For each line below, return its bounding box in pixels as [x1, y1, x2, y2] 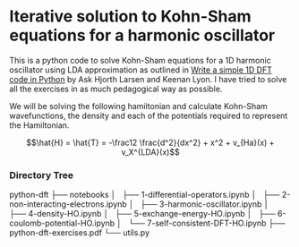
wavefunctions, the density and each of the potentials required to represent [9, 110, 288, 121]
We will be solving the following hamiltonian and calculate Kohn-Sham [9, 100, 269, 111]
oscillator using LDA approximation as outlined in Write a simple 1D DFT [9, 64, 273, 75]
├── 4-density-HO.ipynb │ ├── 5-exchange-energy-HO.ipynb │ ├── [9, 209, 276, 219]
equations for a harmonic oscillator [9, 25, 276, 46]
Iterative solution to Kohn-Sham [9, 6, 252, 27]
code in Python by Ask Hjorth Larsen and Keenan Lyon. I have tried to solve [9, 73, 287, 84]
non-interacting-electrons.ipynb [9, 199, 127, 209]
